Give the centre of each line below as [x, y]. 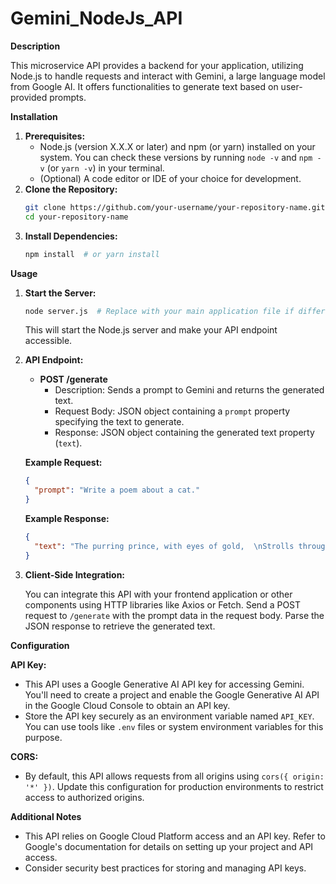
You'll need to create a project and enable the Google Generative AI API [172, 694]
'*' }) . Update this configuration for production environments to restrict [174, 786]
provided [29, 97]
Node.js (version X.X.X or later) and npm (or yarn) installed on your [177, 146]
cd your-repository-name [76, 217]
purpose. [43, 737]
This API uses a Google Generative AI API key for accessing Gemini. [164, 684]
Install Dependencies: [71, 236]
